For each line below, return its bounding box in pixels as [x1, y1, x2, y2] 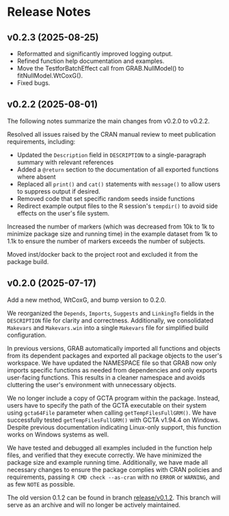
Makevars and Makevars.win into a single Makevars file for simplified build [7, 323, 208, 331]
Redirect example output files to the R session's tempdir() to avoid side [16, 202, 219, 210]
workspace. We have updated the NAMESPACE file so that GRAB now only [7, 358, 217, 367]
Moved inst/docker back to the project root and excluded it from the [7, 250, 198, 258]
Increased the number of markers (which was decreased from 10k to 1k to [7, 222, 215, 231]
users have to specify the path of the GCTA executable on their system [7, 401, 207, 409]
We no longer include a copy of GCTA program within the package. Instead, [7, 394, 220, 402]
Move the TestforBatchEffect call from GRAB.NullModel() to [16, 64, 185, 72]
